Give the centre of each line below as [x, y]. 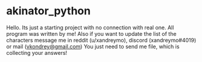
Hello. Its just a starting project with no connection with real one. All [90, 27]
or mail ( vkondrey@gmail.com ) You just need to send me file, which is [93, 46]
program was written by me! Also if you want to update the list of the [91, 33]
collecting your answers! [37, 52]
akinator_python [49, 11]
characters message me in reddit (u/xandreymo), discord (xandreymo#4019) [101, 40]
